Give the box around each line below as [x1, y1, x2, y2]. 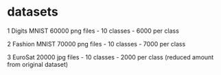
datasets [7, 4, 58, 20]
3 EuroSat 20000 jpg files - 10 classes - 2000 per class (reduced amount [7, 52, 214, 61]
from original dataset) [7, 60, 69, 68]
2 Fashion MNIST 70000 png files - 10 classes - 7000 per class [7, 40, 186, 48]
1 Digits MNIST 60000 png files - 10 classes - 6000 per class [7, 27, 180, 35]
